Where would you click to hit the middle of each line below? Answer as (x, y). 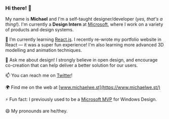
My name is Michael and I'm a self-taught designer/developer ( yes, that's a (84, 19)
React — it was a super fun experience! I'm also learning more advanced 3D (85, 45)
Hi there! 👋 (18, 8)
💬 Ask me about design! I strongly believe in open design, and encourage (81, 60)
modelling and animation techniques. (44, 50)
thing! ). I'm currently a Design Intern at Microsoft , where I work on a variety (84, 24)
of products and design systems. (40, 30)
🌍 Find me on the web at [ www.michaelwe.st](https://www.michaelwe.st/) (83, 87)
